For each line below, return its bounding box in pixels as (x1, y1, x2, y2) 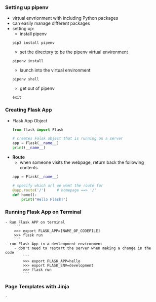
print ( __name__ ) (12, 145, 46, 151)
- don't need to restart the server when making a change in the (14, 246, 152, 251)
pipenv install (12, 59, 44, 64)
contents (19, 165, 38, 171)
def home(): (12, 192, 37, 197)
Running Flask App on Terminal (5, 209, 81, 216)
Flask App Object (12, 117, 48, 123)
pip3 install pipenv (12, 40, 55, 45)
